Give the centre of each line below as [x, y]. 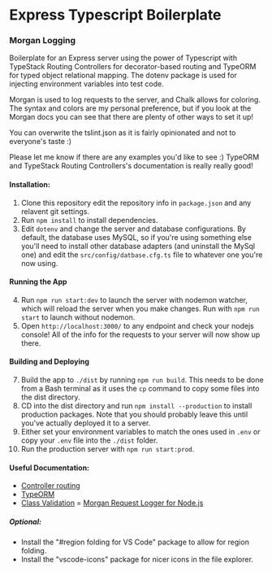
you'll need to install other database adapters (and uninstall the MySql [138, 246]
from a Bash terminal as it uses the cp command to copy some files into [140, 389]
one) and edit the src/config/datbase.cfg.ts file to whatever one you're [142, 255]
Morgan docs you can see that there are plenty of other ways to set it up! [132, 117]
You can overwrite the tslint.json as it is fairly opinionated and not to [123, 133]
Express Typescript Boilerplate [115, 15]
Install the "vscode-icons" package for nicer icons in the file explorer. [137, 560]
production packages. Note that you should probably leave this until [134, 415]
